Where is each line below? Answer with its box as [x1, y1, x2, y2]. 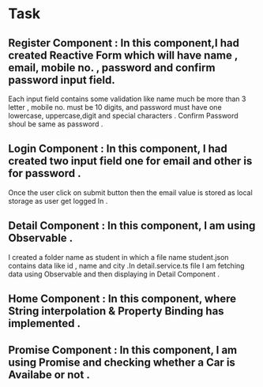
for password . [8, 167, 81, 180]
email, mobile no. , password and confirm [8, 61, 216, 74]
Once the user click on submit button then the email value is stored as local [8, 187, 253, 197]
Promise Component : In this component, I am [8, 344, 238, 357]
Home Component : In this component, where [8, 292, 237, 306]
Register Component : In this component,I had [8, 36, 239, 50]
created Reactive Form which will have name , [8, 48, 239, 62]
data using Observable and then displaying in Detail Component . [8, 269, 220, 279]
